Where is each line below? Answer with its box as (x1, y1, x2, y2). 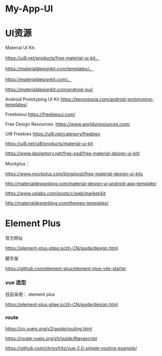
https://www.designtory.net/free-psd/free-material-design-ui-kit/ (5, 151, 140, 157)
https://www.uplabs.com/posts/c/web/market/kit (5, 190, 106, 196)
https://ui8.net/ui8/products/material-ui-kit (5, 140, 93, 147)
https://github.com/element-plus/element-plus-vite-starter (5, 265, 126, 272)
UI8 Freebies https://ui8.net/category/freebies (5, 131, 100, 137)
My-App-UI (5, 3, 53, 15)
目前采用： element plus (5, 292, 55, 298)
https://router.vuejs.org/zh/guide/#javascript (5, 335, 97, 341)
